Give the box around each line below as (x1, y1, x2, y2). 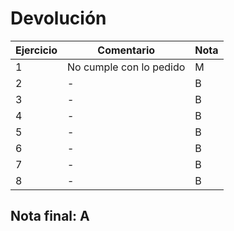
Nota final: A (10, 208, 90, 225)
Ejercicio (15, 43, 58, 57)
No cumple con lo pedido (67, 60, 186, 74)
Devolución (10, 7, 107, 30)
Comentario (97, 43, 156, 57)
